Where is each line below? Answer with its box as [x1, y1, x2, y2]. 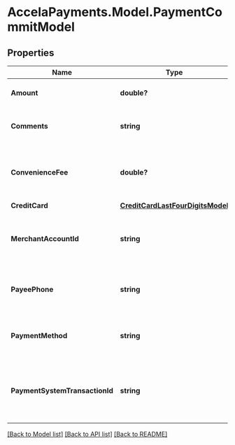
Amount [10, 88, 38, 98]
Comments [10, 122, 49, 131]
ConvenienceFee [10, 168, 69, 177]
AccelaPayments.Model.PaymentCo [7, 4, 222, 20]
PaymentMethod [10, 331, 68, 340]
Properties [7, 47, 55, 59]
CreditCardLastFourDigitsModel [120, 200, 229, 210]
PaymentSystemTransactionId [10, 386, 114, 395]
